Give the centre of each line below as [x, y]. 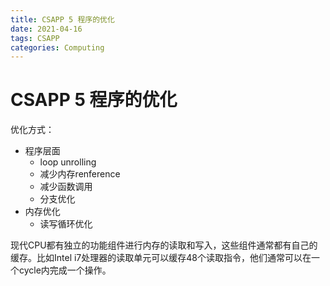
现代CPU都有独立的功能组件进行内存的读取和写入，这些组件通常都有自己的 [164, 245]
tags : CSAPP [35, 38]
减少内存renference [80, 174]
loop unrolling [68, 162]
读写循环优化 [66, 224]
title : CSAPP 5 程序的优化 [62, 19]
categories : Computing [57, 47]
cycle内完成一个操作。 [65, 270]
